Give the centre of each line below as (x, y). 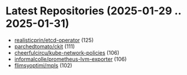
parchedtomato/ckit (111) (45, 46)
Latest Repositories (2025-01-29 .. (93, 11)
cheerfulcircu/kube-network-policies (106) (67, 52)
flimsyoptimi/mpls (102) (43, 65)
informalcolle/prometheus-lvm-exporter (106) (70, 59)
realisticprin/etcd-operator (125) (54, 40)
